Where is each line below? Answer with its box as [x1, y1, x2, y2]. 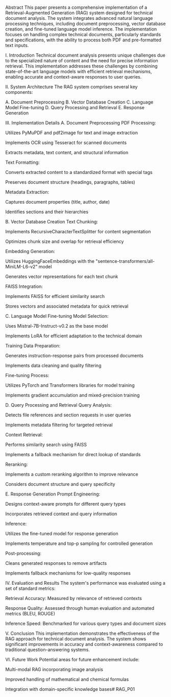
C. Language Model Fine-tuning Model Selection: [5, 313, 109, 319]
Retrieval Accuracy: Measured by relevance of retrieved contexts [5, 595, 142, 601]
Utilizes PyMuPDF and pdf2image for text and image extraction [5, 130, 138, 136]
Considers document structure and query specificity [5, 481, 116, 487]
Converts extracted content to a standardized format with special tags [5, 169, 153, 175]
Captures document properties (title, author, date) [5, 199, 110, 205]
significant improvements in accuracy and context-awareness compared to [5, 641, 163, 647]
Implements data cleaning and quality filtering [5, 362, 102, 368]
